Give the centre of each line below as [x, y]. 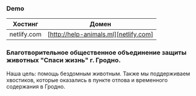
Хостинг [25, 24]
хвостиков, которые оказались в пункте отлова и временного [87, 80]
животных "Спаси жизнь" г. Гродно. [64, 60]
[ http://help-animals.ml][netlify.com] [100, 35]
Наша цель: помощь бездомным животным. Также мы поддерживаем [98, 74]
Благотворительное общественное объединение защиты [96, 53]
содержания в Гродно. [36, 86]
